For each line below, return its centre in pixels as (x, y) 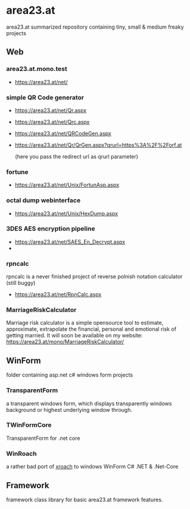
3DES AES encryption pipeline (51, 229)
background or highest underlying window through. (69, 409)
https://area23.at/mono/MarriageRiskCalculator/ (65, 342)
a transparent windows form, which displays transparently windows (89, 404)
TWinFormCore (29, 425)
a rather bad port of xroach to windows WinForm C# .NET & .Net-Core (92, 467)
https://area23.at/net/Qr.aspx (51, 110)
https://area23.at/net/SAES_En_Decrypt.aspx (70, 241)
